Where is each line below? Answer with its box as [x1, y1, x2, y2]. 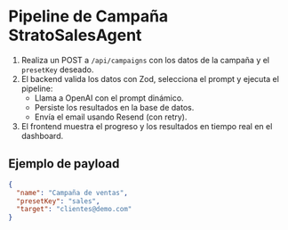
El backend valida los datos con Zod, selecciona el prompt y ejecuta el [20, 73, 279, 84]
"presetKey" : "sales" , [16, 196, 100, 206]
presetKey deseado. [20, 64, 94, 75]
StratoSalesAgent [8, 25, 142, 45]
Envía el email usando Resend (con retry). [34, 111, 188, 122]
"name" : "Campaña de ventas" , [16, 188, 128, 197]
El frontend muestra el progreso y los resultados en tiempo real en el [20, 120, 273, 131]
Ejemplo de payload [8, 156, 120, 171]
